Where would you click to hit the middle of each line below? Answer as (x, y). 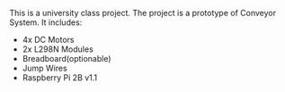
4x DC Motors (48, 40)
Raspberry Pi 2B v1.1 (60, 78)
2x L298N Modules (58, 49)
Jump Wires (45, 68)
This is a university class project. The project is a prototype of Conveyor (143, 13)
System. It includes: (46, 22)
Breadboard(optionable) (67, 59)
